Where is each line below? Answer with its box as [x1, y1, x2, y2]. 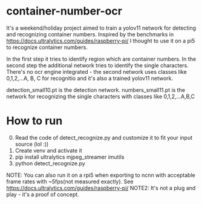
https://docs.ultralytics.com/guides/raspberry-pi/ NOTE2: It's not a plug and [6, 184, 196, 191]
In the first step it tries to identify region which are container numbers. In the [6, 55, 197, 62]
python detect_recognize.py [15, 159, 86, 167]
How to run [6, 114, 63, 128]
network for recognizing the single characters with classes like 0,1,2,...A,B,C [6, 93, 195, 100]
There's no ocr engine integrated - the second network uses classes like [6, 68, 187, 75]
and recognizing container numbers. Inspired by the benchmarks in [6, 30, 174, 38]
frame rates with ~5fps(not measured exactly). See [6, 177, 134, 185]
